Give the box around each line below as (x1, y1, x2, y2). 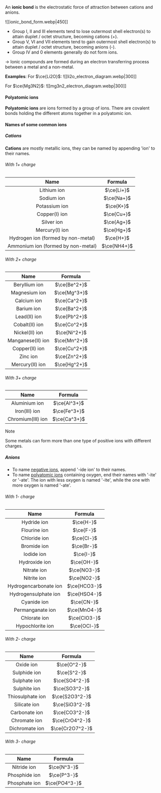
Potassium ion (36, 202, 69, 209)
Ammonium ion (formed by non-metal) (7, 243, 97, 249)
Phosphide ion (7, 771, 41, 778)
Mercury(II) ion (11, 361, 46, 368)
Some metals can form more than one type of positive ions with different (5, 438, 151, 444)
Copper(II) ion (12, 345, 45, 352)
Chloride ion (21, 535, 49, 542)
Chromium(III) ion (7, 416, 48, 423)
